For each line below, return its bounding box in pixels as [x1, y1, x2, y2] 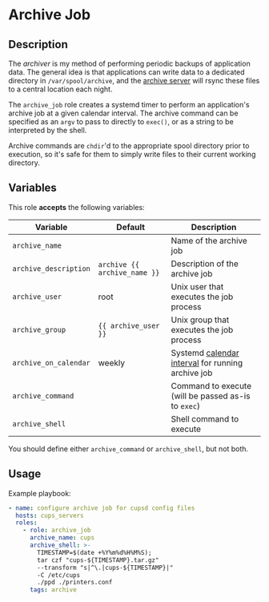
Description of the [171, 258, 239, 269]
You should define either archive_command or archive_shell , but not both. [8, 443, 249, 454]
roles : [15, 519, 38, 527]
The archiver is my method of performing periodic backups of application [8, 59, 251, 68]
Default [115, 221, 146, 232]
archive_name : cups [29, 534, 94, 542]
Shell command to [171, 413, 239, 424]
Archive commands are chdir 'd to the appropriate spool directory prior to [8, 141, 250, 150]
